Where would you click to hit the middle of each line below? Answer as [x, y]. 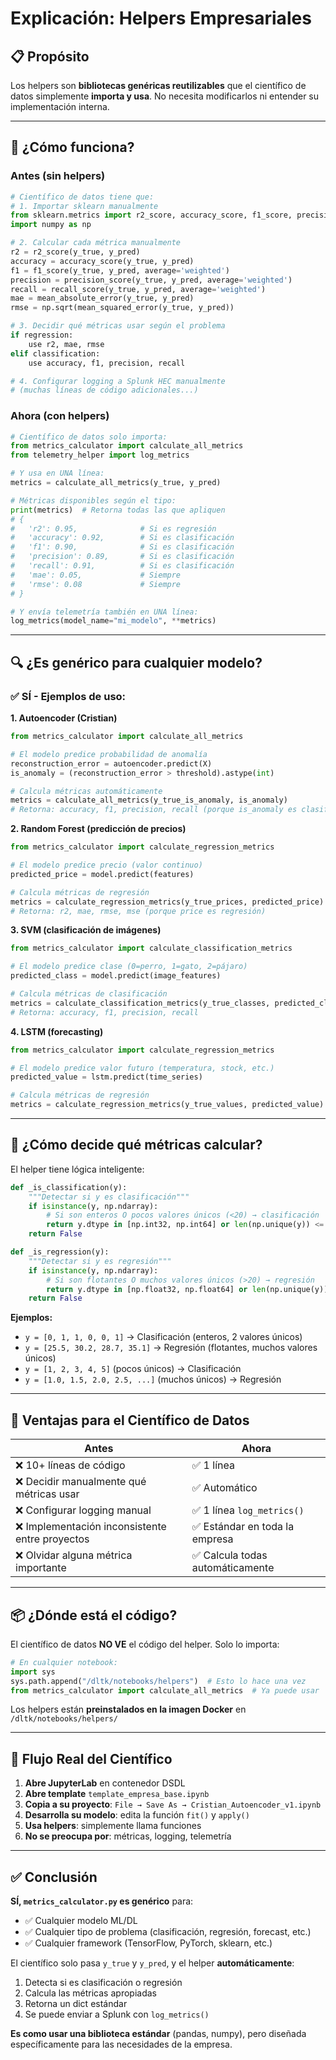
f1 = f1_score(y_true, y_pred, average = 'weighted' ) [120, 270]
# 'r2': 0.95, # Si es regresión [113, 528]
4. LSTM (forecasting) [57, 1031]
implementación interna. [60, 106]
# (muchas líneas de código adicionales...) [104, 390]
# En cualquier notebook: [64, 1662]
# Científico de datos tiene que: [82, 197]
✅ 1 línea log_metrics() [248, 1510]
